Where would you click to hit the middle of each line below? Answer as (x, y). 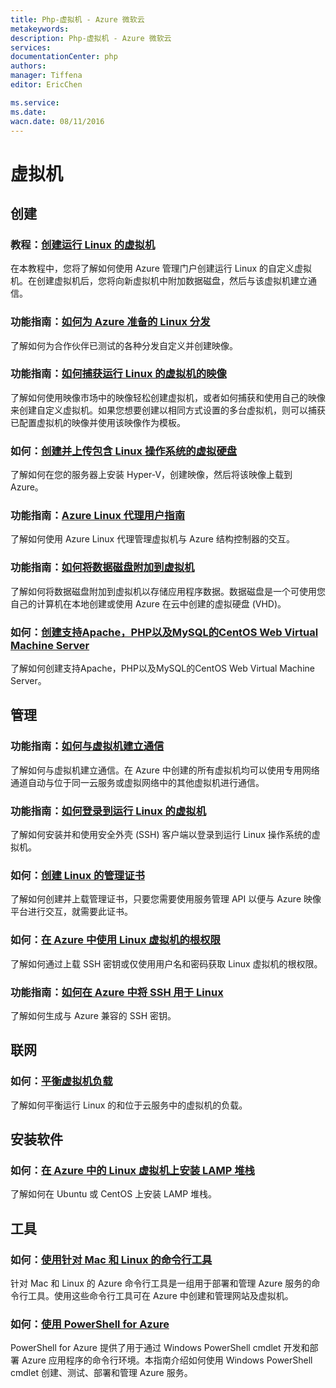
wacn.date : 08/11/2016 (57, 121)
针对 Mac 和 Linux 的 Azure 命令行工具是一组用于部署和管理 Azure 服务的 (161, 1283)
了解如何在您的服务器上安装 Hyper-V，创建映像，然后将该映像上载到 (151, 475)
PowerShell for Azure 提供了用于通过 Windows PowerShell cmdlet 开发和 (160, 1348)
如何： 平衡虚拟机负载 (61, 1081)
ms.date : (28, 112)
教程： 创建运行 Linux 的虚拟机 (83, 244)
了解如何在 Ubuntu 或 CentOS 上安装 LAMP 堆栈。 (114, 1194)
